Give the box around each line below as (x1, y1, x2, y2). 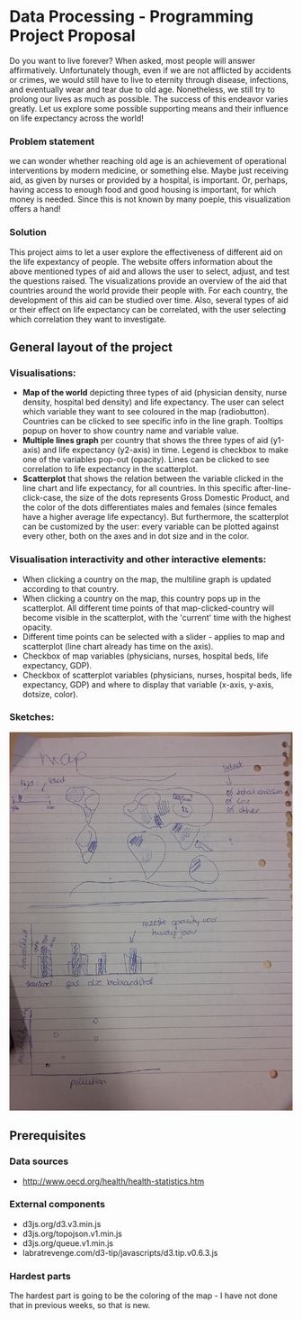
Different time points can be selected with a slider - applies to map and (22, 631, 286, 641)
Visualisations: (9, 367, 76, 379)
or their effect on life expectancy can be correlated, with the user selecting (9, 304, 287, 314)
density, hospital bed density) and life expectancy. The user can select (22, 396, 285, 407)
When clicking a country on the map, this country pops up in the (22, 593, 261, 604)
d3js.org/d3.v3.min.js (22, 1218, 102, 1229)
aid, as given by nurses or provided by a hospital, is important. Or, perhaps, (9, 175, 288, 186)
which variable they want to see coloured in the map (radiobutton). (22, 406, 270, 417)
